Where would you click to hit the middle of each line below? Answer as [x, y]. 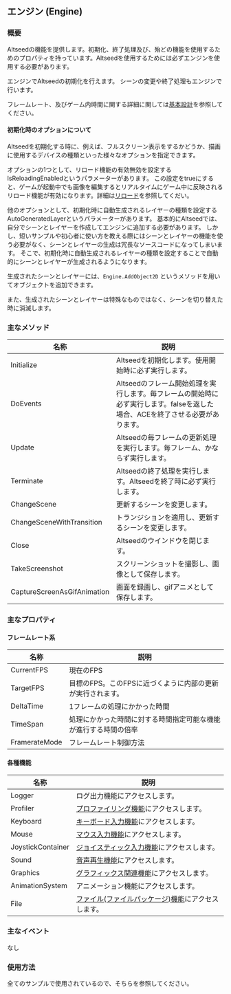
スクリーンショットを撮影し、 [164, 564]
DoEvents [26, 404]
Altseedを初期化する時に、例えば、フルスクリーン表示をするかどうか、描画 [114, 146]
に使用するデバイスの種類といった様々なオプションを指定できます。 [103, 155]
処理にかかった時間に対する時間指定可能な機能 [144, 720]
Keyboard [26, 821]
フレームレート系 [31, 637]
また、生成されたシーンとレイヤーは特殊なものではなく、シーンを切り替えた [115, 299]
